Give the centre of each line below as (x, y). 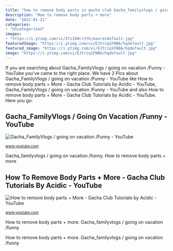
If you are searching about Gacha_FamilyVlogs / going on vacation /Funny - (85, 68)
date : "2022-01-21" (26, 20)
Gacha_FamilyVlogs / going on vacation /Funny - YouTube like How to (79, 79)
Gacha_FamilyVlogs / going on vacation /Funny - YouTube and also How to (84, 89)
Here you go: (19, 100)
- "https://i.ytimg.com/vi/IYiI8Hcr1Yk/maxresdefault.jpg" (70, 39)
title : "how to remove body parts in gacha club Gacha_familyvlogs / (82, 10)
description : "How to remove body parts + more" (58, 15)
